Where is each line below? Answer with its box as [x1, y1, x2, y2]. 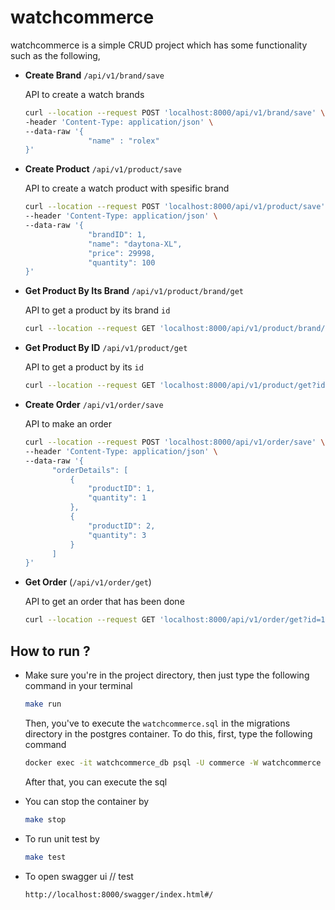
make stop [24, 814, 67, 825]
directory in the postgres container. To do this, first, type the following [24, 727, 313, 740]
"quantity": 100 [88, 257, 156, 268]
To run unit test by [24, 832, 100, 845]
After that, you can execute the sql [24, 776, 168, 788]
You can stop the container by [24, 795, 150, 807]
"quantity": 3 [88, 530, 147, 540]
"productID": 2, [88, 521, 156, 531]
